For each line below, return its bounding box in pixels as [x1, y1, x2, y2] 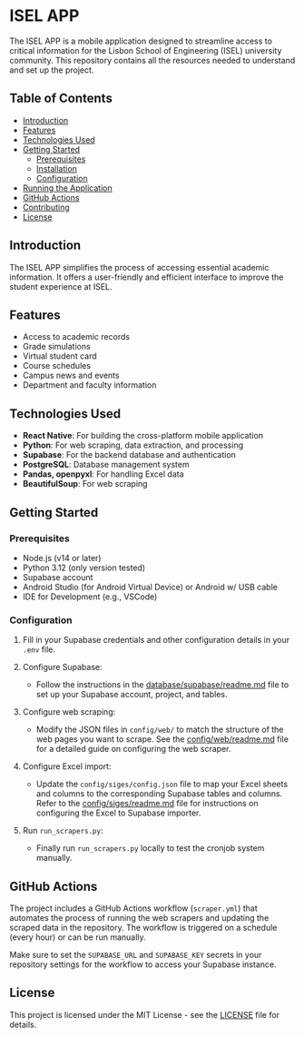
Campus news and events [22, 370, 120, 381]
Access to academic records [22, 331, 130, 342]
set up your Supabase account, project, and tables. [35, 689, 228, 700]
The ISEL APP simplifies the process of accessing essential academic [9, 262, 270, 272]
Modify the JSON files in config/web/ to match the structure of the [35, 724, 284, 736]
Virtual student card [22, 351, 97, 361]
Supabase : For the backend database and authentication [22, 449, 236, 460]
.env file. [22, 644, 56, 655]
